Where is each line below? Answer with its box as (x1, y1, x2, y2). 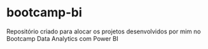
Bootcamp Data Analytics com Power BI (6, 34, 119, 42)
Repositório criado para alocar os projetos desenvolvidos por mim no (6, 27, 201, 35)
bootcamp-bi (6, 5, 83, 20)
